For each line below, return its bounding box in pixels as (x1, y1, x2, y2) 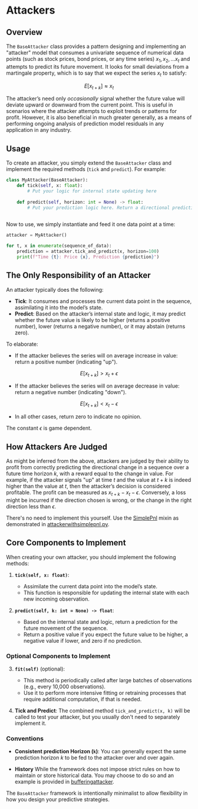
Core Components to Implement (6, 538, 126, 548)
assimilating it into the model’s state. (14, 304, 103, 311)
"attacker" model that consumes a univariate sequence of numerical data (6, 49, 184, 56)
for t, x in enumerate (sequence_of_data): (6, 243, 112, 249)
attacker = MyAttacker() (6, 232, 67, 238)
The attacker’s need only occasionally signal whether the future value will (6, 95, 185, 102)
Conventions (6, 734, 44, 743)
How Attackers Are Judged (6, 441, 108, 452)
